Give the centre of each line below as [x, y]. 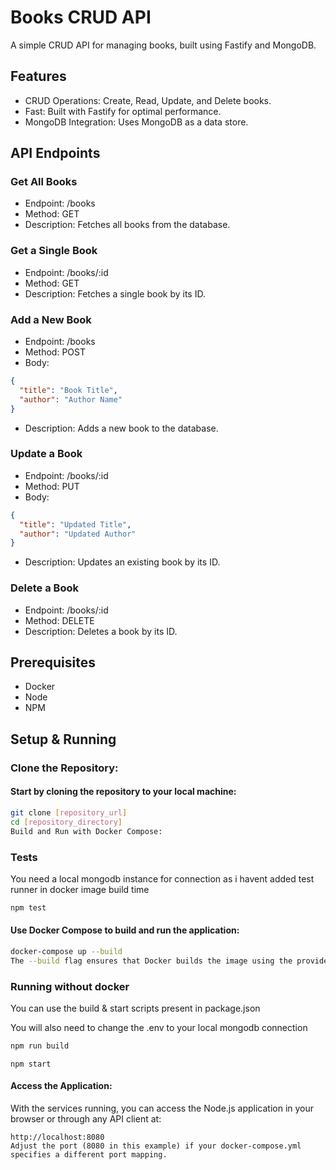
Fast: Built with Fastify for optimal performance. [123, 111]
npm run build [40, 1046]
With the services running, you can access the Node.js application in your [162, 1108]
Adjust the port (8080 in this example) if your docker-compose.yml [156, 1146]
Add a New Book [51, 319]
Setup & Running [63, 739]
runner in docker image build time [80, 889]
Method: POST [55, 352]
